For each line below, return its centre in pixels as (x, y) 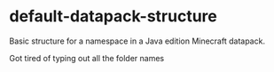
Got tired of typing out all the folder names (87, 58)
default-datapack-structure (113, 16)
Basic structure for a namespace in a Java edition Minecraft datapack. (137, 41)
